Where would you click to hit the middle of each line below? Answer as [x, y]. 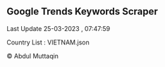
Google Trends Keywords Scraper [82, 12]
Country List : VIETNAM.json [48, 42]
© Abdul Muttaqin [33, 56]
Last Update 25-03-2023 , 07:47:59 [59, 28]
